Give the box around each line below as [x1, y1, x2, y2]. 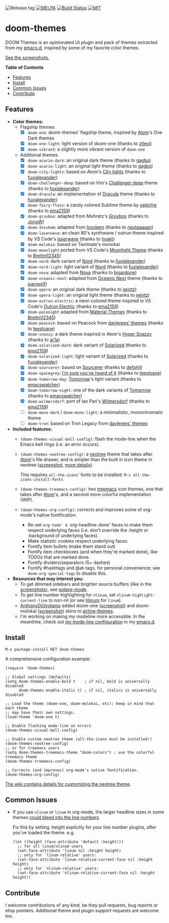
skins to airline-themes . [65, 608, 115, 614]
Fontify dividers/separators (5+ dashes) [27, 559, 110, 565]
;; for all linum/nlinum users [17, 844, 83, 849]
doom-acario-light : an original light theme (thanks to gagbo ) [27, 163, 153, 169]
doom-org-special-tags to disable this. [27, 570, 107, 576]
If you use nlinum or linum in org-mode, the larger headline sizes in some [12, 809, 164, 815]
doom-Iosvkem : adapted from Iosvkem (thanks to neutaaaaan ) [27, 224, 154, 230]
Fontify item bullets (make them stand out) [27, 543, 116, 549]
